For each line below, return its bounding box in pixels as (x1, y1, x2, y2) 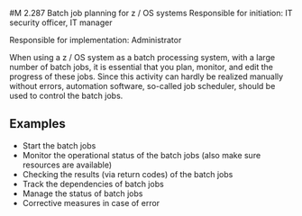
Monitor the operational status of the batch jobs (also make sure (22, 149, 261, 160)
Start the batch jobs (22, 139, 96, 151)
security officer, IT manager (9, 17, 113, 28)
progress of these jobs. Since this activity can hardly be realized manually (9, 71, 284, 82)
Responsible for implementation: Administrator (9, 35, 182, 45)
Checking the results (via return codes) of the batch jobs (22, 168, 233, 179)
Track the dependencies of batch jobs (22, 178, 164, 189)
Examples (9, 116, 66, 131)
